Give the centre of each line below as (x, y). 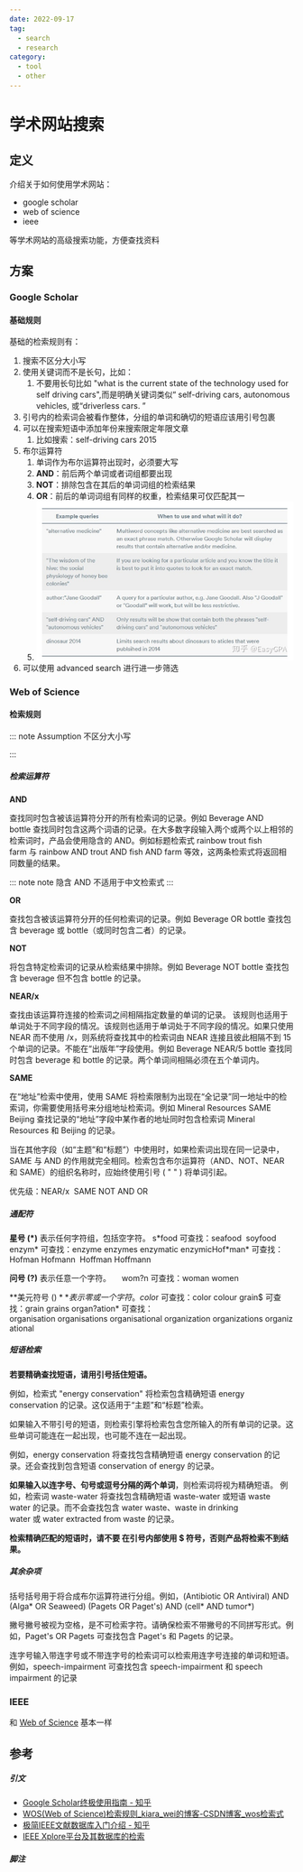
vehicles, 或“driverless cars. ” (91, 406)
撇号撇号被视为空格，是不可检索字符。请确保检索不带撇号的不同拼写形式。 (147, 1625)
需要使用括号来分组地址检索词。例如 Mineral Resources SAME (156, 1107)
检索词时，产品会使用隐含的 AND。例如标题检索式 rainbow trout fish (136, 840)
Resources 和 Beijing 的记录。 (64, 1130)
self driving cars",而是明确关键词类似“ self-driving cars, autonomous (163, 395)
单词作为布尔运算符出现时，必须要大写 (107, 462)
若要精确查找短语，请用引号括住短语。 (80, 1374)
